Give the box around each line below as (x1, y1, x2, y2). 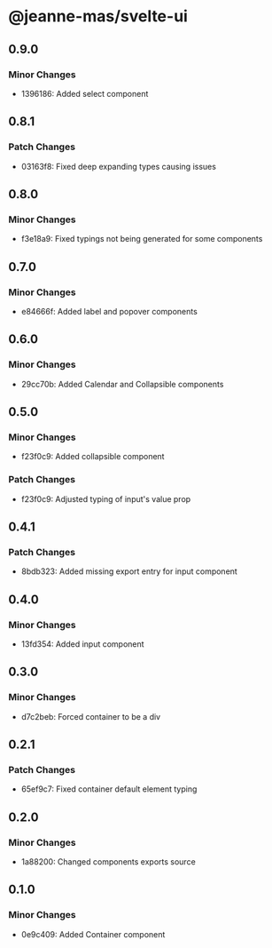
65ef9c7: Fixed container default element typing (20, 784, 198, 794)
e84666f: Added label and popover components (20, 306, 198, 316)
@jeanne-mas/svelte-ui (8, 6, 188, 27)
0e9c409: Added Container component (20, 928, 166, 939)
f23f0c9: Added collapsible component (20, 451, 165, 462)
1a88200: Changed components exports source (20, 856, 196, 867)
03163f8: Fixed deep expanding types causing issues (20, 161, 216, 171)
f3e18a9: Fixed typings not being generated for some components (20, 234, 263, 244)
